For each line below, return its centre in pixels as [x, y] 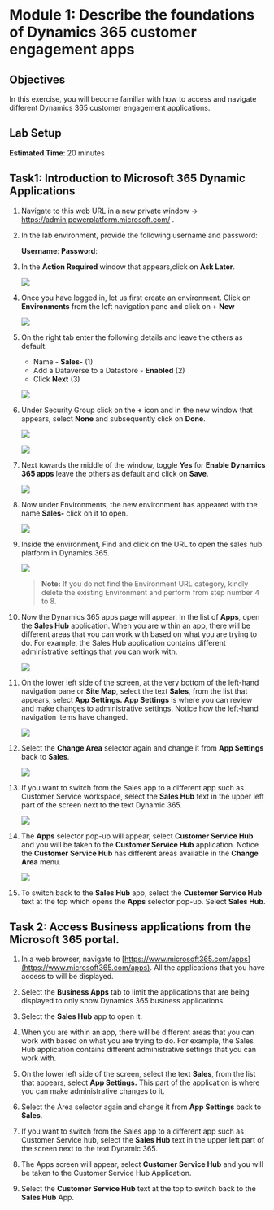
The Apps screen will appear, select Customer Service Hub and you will [142, 1164]
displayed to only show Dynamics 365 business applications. [123, 1001]
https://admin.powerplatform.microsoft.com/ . [98, 219]
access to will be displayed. [67, 977]
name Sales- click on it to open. [74, 513]
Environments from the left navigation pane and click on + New [128, 306]
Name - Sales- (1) [63, 361]
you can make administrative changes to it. [93, 1091]
